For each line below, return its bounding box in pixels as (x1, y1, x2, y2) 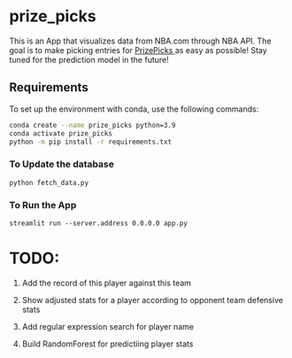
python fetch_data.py (9, 178, 89, 187)
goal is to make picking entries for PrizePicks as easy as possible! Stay (9, 44, 267, 55)
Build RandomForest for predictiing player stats (21, 339, 194, 349)
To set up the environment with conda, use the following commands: (9, 104, 259, 114)
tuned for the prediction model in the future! (9, 54, 170, 65)
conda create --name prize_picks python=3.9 (9, 121, 176, 129)
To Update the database (9, 158, 115, 170)
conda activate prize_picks (9, 128, 113, 138)
